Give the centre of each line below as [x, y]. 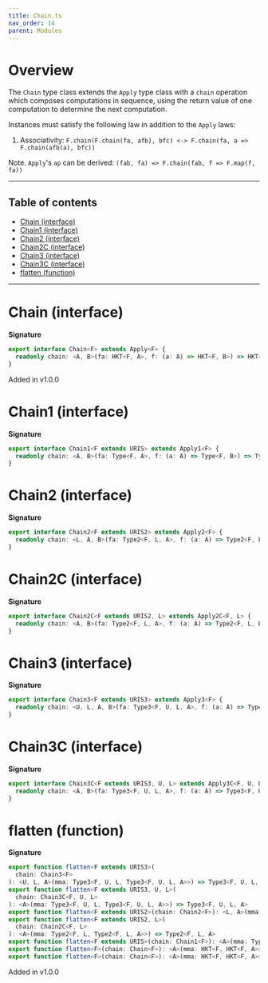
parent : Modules [35, 30]
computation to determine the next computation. [88, 110]
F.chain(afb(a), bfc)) [57, 148]
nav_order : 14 [32, 23]
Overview [41, 70]
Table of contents [53, 202]
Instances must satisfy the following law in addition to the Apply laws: [122, 125]
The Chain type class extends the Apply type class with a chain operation [128, 92]
